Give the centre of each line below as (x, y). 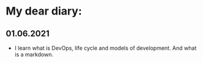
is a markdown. (34, 55)
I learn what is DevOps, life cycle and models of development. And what (105, 48)
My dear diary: (44, 11)
